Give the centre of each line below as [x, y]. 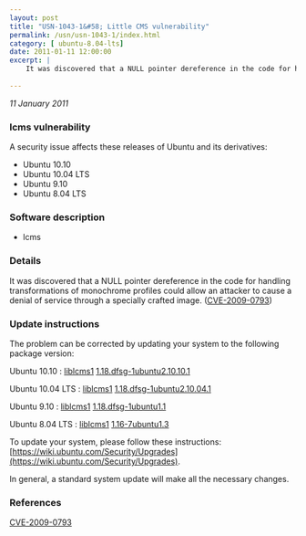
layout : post [34, 18]
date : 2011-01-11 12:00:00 [61, 52]
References [36, 502]
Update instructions [55, 323]
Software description [57, 217]
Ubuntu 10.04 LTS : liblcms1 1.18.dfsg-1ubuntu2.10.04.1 [111, 388]
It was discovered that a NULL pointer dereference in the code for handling [150, 280]
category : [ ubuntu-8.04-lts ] [67, 43]
